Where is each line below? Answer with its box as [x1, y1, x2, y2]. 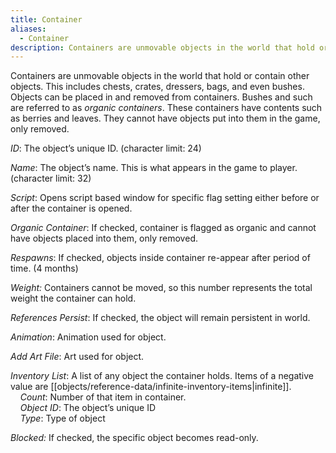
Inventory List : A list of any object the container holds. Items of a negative [10, 370, 314, 382]
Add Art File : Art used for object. [10, 351, 145, 363]
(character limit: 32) [10, 172, 92, 185]
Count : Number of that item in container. [19, 391, 187, 403]
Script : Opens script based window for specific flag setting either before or [10, 192, 320, 204]
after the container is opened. [10, 202, 133, 215]
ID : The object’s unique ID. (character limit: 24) [10, 142, 202, 155]
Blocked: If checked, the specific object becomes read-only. [10, 432, 259, 444]
